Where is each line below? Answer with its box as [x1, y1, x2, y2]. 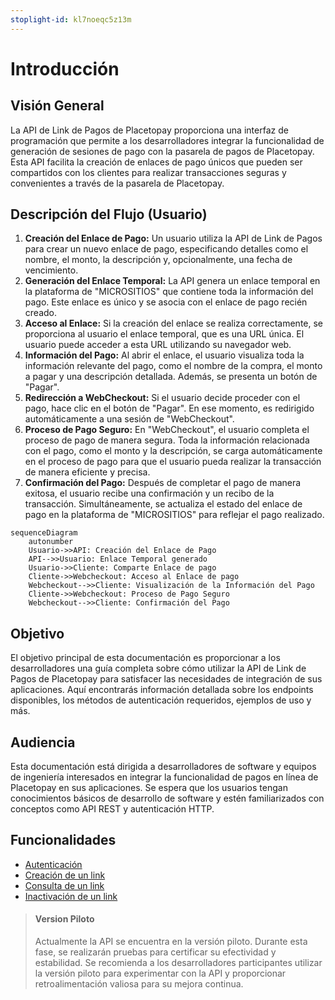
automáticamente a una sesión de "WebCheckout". [24, 413, 235, 425]
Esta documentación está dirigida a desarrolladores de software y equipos [10, 761, 317, 773]
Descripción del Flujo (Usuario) [10, 206, 208, 223]
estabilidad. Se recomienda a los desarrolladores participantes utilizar [34, 957, 323, 969]
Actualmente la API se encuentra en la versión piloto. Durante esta [34, 936, 308, 948]
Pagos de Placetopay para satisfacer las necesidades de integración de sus [10, 673, 323, 685]
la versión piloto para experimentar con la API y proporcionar [34, 967, 287, 980]
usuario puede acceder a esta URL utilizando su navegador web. [24, 339, 292, 351]
